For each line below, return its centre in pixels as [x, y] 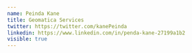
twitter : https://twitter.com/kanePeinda [67, 26]
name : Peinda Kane [33, 13]
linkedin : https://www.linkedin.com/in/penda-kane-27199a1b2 [96, 33]
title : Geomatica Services [46, 20]
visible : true [27, 39]
